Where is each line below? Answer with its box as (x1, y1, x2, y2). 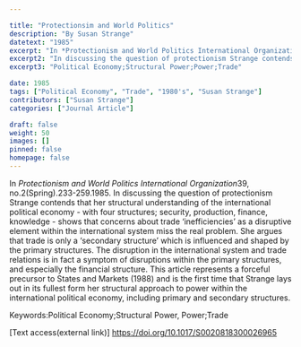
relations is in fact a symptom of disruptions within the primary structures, (9, 254, 282, 265)
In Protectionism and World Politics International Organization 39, (9, 178, 250, 188)
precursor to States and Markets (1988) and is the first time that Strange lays (9, 273, 292, 283)
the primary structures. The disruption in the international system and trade (9, 244, 287, 256)
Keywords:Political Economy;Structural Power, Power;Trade (9, 309, 228, 320)
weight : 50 (9, 128, 50, 137)
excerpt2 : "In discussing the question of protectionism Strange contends (9, 55, 295, 64)
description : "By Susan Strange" (9, 29, 134, 39)
